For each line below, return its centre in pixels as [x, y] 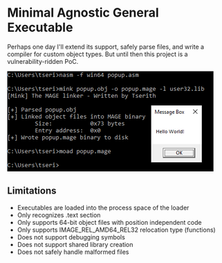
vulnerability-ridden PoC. [43, 61]
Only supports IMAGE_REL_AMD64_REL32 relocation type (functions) [116, 230]
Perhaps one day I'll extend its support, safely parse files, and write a [106, 46]
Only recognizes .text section [59, 215]
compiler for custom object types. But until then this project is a [98, 54]
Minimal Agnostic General [83, 13]
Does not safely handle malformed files [73, 252]
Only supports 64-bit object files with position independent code [109, 222]
